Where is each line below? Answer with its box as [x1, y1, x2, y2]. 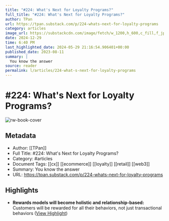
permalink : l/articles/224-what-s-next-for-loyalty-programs [5, 68, 136, 73]
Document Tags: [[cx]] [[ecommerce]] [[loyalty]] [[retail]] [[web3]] [12, 161, 150, 167]
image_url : [5, 31, 28, 36]
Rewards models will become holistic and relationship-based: [12, 199, 144, 205]
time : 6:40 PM [5, 40, 35, 45]
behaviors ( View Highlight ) [12, 210, 68, 216]
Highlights [5, 186, 39, 195]
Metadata [5, 132, 36, 140]
